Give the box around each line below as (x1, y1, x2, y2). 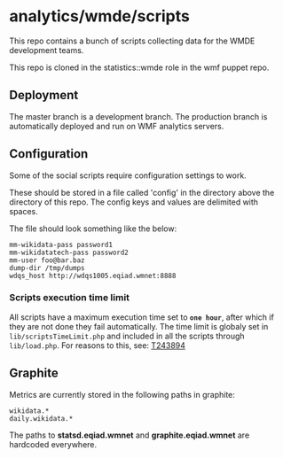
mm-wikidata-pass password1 (9, 240, 114, 249)
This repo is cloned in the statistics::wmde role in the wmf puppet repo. (9, 62, 270, 73)
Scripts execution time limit (9, 291, 130, 304)
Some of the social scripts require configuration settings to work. (9, 170, 247, 181)
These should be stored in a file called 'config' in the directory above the (9, 187, 275, 198)
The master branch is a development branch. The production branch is (9, 111, 268, 121)
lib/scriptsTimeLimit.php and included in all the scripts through (9, 330, 246, 341)
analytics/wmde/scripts (9, 6, 191, 27)
